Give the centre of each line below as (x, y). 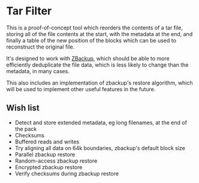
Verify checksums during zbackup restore (67, 173)
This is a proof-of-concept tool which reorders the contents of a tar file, (95, 28)
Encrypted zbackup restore (49, 167)
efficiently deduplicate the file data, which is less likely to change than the (97, 65)
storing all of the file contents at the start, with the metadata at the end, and (99, 34)
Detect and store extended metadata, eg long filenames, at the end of (101, 122)
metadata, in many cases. (38, 71)
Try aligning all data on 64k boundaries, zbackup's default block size (100, 148)
